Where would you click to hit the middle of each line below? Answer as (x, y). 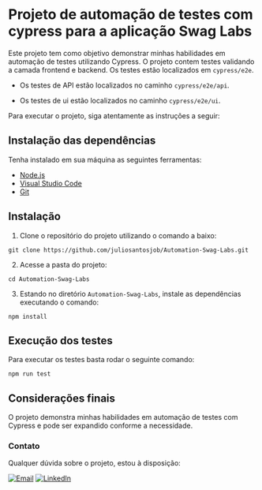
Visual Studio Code (51, 183)
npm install (28, 316)
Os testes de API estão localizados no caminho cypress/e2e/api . (125, 85)
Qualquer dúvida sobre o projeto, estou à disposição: (95, 463)
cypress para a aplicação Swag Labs (130, 31)
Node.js (32, 174)
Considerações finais (62, 398)
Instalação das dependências (82, 141)
